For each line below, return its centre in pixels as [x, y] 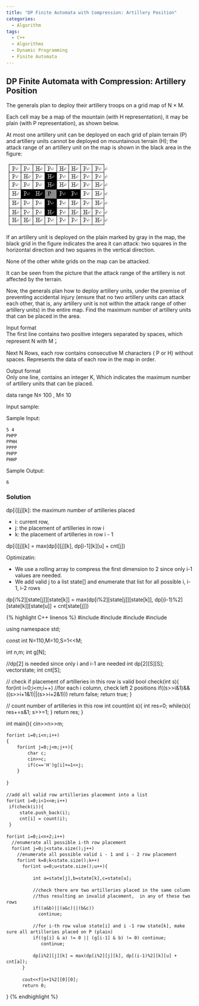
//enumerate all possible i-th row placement [69, 842]
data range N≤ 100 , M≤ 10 [39, 395]
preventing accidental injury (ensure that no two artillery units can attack [95, 297]
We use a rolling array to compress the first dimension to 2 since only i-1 [103, 569]
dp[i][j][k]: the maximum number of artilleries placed [71, 510]
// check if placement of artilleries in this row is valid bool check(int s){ [93, 681]
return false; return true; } [101, 694]
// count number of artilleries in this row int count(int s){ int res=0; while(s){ [98, 706]
